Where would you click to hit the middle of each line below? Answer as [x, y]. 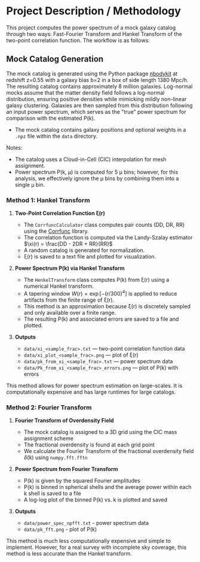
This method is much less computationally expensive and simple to [89, 541]
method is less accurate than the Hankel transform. [69, 554]
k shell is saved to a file [53, 493]
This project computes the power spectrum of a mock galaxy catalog [91, 28]
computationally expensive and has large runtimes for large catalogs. [91, 392]
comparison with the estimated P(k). [51, 118]
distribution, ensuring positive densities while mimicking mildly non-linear [96, 99]
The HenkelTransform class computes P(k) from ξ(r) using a [96, 280]
